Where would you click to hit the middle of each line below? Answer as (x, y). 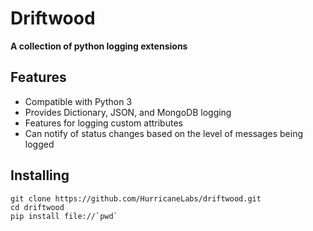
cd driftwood (37, 207)
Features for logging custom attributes (103, 123)
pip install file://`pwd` (64, 216)
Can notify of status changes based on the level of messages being (163, 133)
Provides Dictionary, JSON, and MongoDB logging (128, 112)
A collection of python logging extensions (99, 46)
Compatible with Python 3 (78, 101)
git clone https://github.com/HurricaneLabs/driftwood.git (136, 198)
